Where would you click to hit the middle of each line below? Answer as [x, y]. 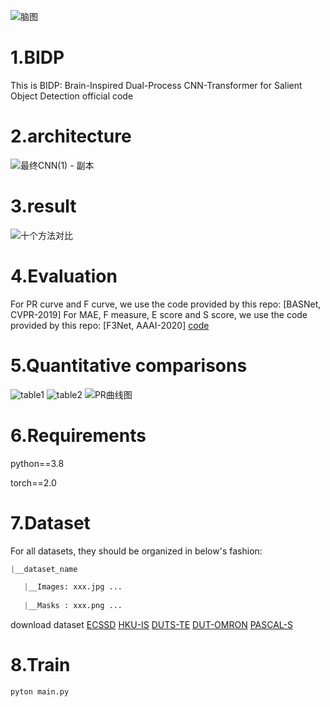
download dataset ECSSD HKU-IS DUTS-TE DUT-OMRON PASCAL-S [151, 625]
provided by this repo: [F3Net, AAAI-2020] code [110, 325]
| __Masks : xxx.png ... [73, 606]
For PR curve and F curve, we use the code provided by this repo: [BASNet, [166, 304]
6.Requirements [78, 435]
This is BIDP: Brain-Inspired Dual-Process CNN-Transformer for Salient [156, 85]
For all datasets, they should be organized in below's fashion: [136, 551]
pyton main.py [40, 692]
